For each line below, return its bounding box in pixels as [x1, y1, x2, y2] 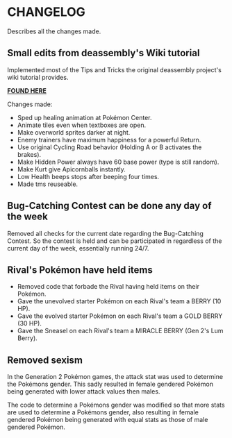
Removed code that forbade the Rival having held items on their [17, 283, 200, 291]
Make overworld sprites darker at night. [17, 128, 131, 136]
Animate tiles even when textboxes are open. [17, 121, 147, 129]
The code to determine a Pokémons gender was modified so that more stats [7, 401, 225, 410]
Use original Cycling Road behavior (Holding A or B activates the [17, 143, 202, 151]
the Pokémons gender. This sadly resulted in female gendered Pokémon [7, 380, 214, 389]
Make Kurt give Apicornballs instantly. [17, 165, 126, 174]
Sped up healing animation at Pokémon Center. [17, 113, 152, 121]
